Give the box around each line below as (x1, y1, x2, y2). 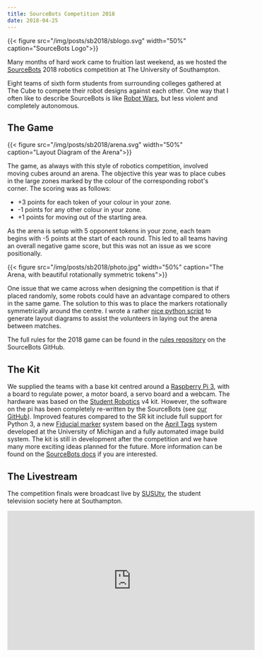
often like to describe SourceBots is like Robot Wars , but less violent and (7, 93, 218, 103)
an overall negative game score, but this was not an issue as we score (7, 242, 211, 250)
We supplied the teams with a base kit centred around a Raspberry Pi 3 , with (7, 383, 230, 391)
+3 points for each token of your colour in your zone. (17, 198, 172, 207)
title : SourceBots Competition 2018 (7, 10, 115, 18)
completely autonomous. (7, 101, 80, 110)
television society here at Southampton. (7, 496, 123, 505)
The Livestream (7, 470, 78, 482)
